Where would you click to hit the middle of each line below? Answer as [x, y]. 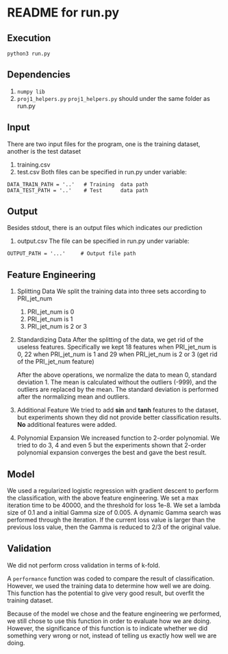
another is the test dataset [44, 151]
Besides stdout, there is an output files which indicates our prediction [105, 228]
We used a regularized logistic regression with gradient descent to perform [113, 491]
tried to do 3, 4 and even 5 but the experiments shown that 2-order [112, 445]
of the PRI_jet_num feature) [55, 362]
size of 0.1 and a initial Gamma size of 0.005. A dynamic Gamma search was [114, 513]
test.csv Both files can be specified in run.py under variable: [102, 172]
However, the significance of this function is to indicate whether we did [107, 628]
